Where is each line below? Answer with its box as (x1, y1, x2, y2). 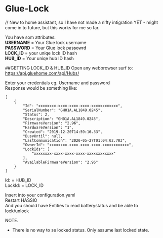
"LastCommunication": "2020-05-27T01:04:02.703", (23, 138, 127, 143)
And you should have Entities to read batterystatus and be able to (5, 202, 138, 208)
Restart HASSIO (5, 197, 38, 203)
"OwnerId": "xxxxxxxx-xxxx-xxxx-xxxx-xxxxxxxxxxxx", (23, 142, 134, 147)
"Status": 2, (23, 112, 50, 117)
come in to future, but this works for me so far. (5, 24, 100, 30)
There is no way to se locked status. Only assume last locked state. (12, 227, 149, 233)
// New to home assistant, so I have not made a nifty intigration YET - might (5, 19, 158, 25)
